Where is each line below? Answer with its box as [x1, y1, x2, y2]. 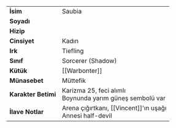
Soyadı [9, 17, 31, 25]
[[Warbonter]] [61, 66, 102, 75]
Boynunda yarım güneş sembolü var [61, 94, 166, 102]
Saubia [61, 7, 82, 15]
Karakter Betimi [9, 90, 56, 98]
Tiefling [61, 47, 84, 55]
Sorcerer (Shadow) [61, 57, 117, 65]
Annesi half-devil [61, 112, 112, 119]
